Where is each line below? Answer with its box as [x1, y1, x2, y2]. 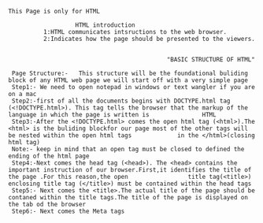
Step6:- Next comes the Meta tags [11, 207, 125, 215]
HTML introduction [75, 21, 135, 29]
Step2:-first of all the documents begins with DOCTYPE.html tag [11, 97, 231, 105]
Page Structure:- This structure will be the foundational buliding [11, 69, 248, 77]
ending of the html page [8, 152, 90, 160]
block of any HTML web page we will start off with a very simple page [8, 76, 248, 84]
